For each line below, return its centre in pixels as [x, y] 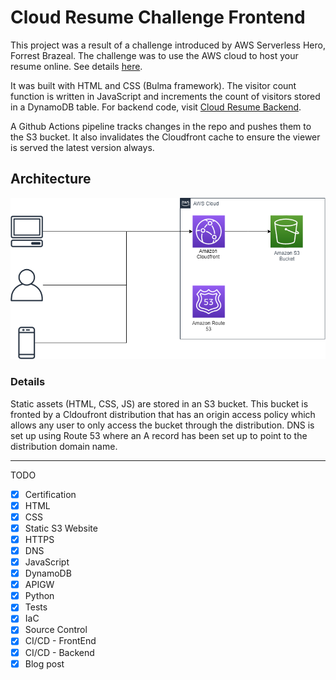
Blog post [44, 663]
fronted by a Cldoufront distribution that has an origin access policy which [163, 414]
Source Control [56, 630]
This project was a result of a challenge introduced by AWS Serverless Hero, [168, 45]
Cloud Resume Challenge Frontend [158, 17]
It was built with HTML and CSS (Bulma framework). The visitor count [153, 85]
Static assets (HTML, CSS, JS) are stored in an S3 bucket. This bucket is [159, 403]
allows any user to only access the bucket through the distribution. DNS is [162, 425]
